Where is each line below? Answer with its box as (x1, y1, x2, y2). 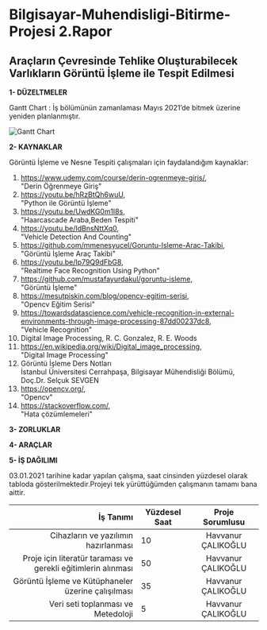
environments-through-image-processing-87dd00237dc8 (20, 316, 210, 326)
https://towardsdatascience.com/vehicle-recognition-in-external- (20, 308, 235, 317)
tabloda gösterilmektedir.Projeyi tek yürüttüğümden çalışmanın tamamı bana (9, 479, 257, 489)
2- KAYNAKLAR (9, 142, 63, 152)
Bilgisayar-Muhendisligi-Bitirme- (9, 6, 231, 24)
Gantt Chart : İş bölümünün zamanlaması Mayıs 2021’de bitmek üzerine (9, 103, 241, 112)
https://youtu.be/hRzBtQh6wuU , (20, 190, 126, 199)
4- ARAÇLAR (9, 440, 52, 450)
